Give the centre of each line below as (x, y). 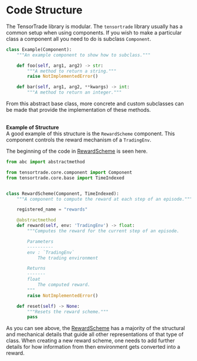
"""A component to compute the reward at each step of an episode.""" (105, 199)
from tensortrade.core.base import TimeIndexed (65, 178)
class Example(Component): (39, 49)
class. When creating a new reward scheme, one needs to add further (91, 341)
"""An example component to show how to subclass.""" (84, 55)
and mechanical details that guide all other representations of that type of (95, 335)
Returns (36, 269)
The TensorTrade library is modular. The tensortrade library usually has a (94, 26)
